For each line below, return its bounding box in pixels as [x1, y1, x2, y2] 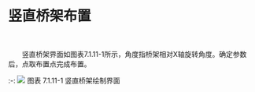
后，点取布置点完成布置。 [8, 59, 91, 69]
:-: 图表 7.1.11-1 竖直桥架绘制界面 [8, 76, 120, 85]
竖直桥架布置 [8, 7, 92, 25]
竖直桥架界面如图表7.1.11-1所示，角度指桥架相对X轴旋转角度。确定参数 [22, 49, 247, 58]
